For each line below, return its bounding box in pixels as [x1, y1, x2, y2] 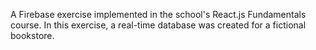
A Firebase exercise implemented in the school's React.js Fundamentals [10, 9, 307, 20]
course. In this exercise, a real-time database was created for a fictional [10, 19, 307, 31]
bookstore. [10, 30, 55, 41]
